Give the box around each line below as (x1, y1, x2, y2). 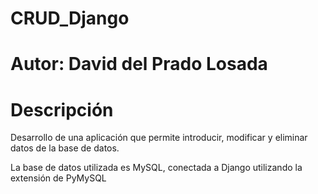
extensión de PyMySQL (10, 172, 107, 184)
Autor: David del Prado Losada (10, 53, 268, 76)
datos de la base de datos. (10, 142, 120, 154)
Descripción (10, 98, 114, 121)
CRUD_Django (10, 7, 130, 30)
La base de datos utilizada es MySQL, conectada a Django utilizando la (10, 162, 303, 174)
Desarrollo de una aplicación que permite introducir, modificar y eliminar (10, 132, 308, 144)
